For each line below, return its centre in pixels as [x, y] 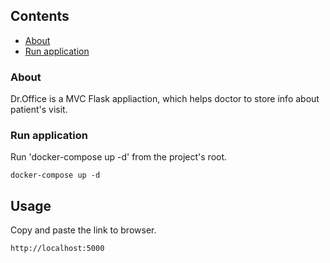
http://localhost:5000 [57, 249]
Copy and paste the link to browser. [83, 230]
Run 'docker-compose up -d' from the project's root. [119, 157]
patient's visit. [39, 110]
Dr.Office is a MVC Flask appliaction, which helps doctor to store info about [165, 99]
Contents [40, 16]
